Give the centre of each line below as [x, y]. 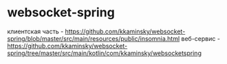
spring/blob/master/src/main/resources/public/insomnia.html [94, 38]
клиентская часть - [35, 31]
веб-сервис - [201, 38]
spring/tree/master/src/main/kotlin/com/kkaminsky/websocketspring [104, 53]
